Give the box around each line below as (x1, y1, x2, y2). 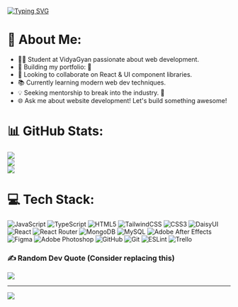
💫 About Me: (7, 32, 82, 48)
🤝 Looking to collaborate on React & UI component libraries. (17, 70, 193, 78)
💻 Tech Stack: (7, 192, 95, 208)
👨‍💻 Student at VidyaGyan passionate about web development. (17, 55, 200, 63)
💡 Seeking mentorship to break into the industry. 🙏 (17, 88, 165, 97)
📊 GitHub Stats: (7, 123, 104, 139)
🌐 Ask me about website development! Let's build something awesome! (17, 96, 227, 104)
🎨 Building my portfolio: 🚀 (17, 63, 92, 71)
